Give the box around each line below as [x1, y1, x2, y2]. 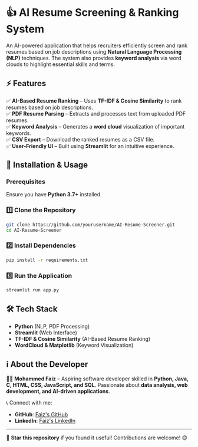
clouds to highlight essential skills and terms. [6, 61, 115, 68]
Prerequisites [6, 178, 45, 186]
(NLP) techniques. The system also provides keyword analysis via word [6, 54, 181, 61]
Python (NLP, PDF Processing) [14, 323, 90, 330]
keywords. [6, 129, 31, 137]
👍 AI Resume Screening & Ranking [6, 6, 179, 19]
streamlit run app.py [6, 287, 60, 293]
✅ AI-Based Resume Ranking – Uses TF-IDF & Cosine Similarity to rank [6, 97, 182, 104]
